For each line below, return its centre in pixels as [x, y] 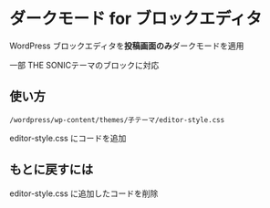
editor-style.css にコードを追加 [68, 138]
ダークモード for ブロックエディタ [136, 19]
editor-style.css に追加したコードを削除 [84, 193]
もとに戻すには [52, 170]
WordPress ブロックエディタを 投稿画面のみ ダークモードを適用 [127, 46]
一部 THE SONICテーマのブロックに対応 [84, 65]
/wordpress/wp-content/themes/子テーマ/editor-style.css [117, 120]
